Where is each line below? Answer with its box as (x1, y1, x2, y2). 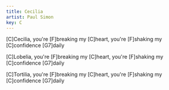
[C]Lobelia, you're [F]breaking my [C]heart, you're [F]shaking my (6, 54, 164, 61)
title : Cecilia (6, 8, 43, 15)
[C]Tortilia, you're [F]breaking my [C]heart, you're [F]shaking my (6, 71, 163, 78)
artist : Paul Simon (6, 14, 54, 20)
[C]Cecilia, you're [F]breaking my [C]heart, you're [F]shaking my (6, 36, 163, 43)
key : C (6, 19, 22, 25)
